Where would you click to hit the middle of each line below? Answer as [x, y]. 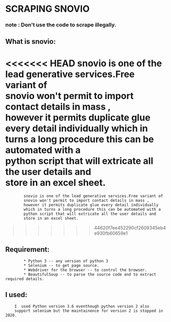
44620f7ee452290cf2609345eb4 [130, 228]
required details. [25, 279]
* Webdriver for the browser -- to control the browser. [85, 270]
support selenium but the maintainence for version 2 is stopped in [89, 311]
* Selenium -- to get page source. [62, 266]
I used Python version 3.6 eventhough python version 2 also [82, 307]
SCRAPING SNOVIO [47, 9]
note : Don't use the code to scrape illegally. [61, 25]
